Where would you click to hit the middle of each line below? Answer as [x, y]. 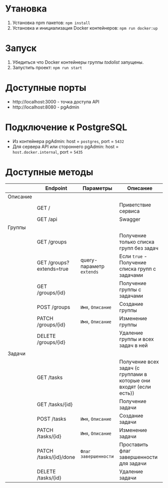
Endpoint [56, 188]
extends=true [53, 269]
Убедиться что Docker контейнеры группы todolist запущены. [78, 62]
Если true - [133, 256]
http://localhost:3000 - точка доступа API [56, 101]
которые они [135, 381]
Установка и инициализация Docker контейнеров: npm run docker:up [85, 28]
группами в [133, 374]
